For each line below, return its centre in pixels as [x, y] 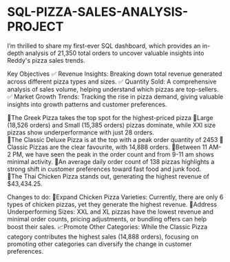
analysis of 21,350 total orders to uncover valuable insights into [115, 53]
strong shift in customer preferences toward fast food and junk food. [104, 169]
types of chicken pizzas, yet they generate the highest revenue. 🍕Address [112, 204]
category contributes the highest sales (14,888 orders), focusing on [103, 236]
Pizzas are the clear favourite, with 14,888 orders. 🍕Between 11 [118, 147]
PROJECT [35, 27]
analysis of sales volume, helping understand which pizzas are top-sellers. [113, 89]
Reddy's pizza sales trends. [46, 60]
